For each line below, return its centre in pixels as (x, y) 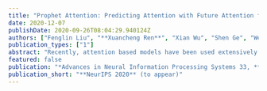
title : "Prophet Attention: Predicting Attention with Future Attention (131, 15)
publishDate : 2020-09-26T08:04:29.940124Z (79, 30)
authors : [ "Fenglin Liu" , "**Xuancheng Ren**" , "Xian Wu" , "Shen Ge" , (128, 38)
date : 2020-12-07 (37, 23)
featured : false (35, 60)
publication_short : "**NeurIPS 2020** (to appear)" (95, 74)
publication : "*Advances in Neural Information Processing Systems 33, (129, 67)
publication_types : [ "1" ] (51, 45)
